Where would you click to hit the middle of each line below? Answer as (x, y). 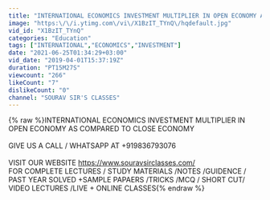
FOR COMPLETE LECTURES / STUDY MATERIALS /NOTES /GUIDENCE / (127, 171)
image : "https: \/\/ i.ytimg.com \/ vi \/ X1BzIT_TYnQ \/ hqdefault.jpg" (120, 23)
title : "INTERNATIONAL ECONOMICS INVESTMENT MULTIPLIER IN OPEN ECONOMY (133, 16)
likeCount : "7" (34, 82)
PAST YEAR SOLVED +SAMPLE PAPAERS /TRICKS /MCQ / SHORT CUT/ (127, 180)
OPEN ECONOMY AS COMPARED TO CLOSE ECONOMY (102, 129)
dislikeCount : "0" (39, 90)
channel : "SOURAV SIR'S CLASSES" (64, 98)
